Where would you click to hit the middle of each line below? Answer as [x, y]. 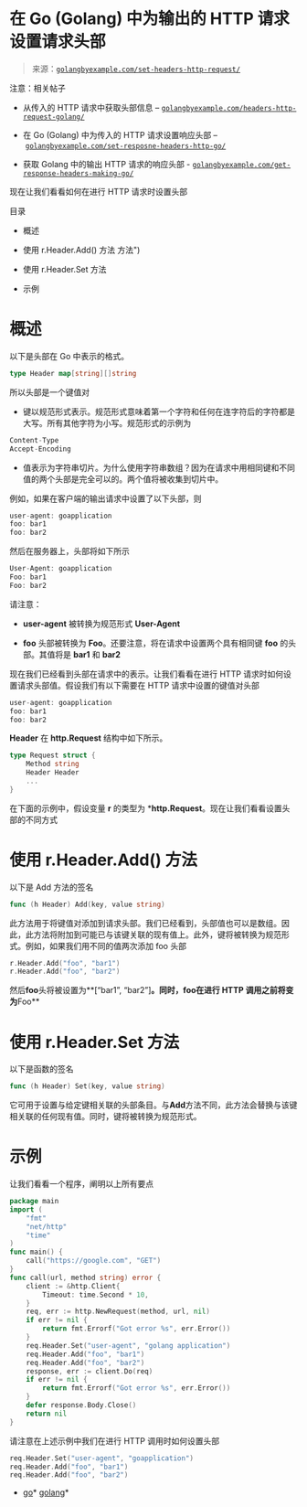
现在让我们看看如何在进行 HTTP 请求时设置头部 [99, 191]
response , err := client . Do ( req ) [90, 1371]
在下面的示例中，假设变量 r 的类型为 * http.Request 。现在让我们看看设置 [146, 808]
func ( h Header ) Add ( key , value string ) [88, 904]
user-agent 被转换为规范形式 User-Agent [101, 624]
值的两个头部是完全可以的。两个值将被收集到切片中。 [123, 479]
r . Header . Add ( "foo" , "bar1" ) [65, 963]
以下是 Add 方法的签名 [52, 887]
